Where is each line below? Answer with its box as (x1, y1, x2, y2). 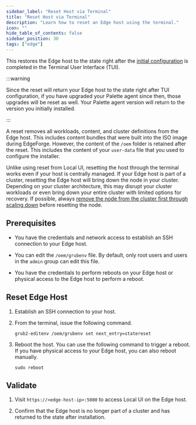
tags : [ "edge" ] (6, 42, 43, 47)
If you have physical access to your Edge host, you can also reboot (14, 347, 177, 354)
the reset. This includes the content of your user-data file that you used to (6, 146, 184, 153)
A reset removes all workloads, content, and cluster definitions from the (6, 127, 178, 135)
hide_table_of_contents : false (6, 30, 82, 36)
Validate (6, 380, 37, 390)
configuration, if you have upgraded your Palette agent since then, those (6, 92, 181, 100)
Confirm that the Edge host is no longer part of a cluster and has (14, 407, 170, 414)
